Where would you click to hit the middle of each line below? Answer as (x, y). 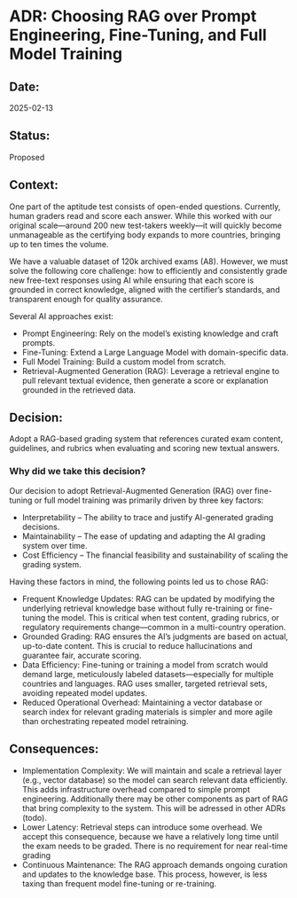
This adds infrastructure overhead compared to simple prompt (136, 789)
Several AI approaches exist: (61, 316)
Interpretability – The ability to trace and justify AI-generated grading (148, 517)
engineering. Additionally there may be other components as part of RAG (155, 799)
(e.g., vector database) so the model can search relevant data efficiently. (155, 780)
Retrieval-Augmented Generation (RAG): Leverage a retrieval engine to (151, 371)
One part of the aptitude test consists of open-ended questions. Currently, (145, 207)
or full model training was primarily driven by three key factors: (149, 500)
